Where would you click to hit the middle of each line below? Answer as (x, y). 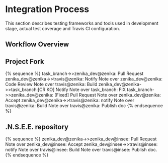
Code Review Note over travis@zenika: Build (51, 85)
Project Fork (25, 61)
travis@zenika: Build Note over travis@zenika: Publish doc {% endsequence (84, 106)
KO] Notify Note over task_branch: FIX (86, 90)
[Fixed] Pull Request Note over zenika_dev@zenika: (108, 95)
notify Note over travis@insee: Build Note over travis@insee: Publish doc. (81, 149)
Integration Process (47, 9)
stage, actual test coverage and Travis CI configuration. (63, 28)
